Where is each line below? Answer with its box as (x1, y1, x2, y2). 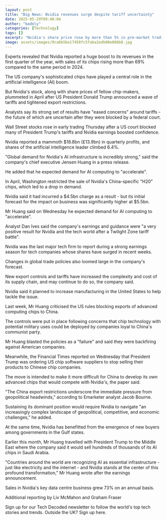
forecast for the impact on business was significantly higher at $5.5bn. (5, 198, 150, 204)
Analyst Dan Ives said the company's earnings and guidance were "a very (5, 223, 157, 229)
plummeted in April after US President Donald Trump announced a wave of (5, 94, 158, 100)
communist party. (5, 329, 41, 335)
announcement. (5, 475, 37, 481)
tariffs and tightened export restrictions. (5, 99, 87, 105)
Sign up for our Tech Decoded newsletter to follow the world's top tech (5, 504, 151, 510)
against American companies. (5, 344, 66, 349)
